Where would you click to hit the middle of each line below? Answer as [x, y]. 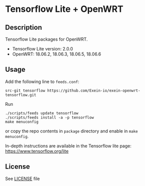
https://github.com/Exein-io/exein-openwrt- [94, 91]
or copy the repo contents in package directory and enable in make [72, 131]
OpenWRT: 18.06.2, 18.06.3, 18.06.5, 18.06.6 [57, 54]
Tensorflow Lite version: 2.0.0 [43, 49]
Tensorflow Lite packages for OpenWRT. [47, 39]
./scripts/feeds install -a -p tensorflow [49, 117]
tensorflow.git [21, 95]
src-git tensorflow [25, 91]
